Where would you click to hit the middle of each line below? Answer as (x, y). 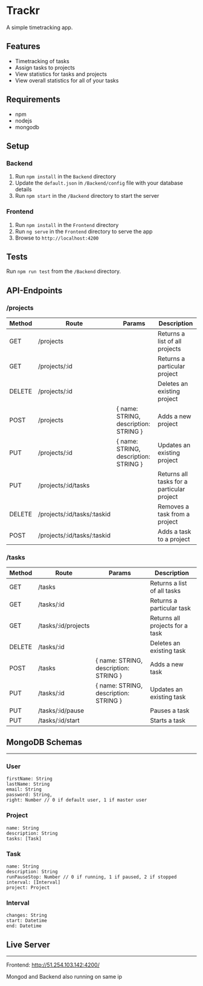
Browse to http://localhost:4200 (57, 238)
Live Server (28, 944)
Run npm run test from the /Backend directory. (64, 271)
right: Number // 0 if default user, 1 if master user (77, 800)
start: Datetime (27, 921)
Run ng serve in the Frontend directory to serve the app (84, 231)
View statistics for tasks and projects (61, 74)
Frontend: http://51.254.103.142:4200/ (53, 965)
